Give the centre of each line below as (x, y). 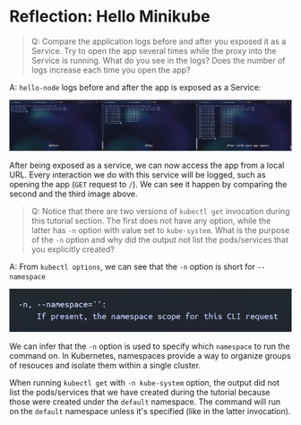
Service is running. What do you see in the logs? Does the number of (158, 60)
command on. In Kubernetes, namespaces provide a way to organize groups (150, 356)
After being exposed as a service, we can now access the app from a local (147, 165)
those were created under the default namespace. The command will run (145, 402)
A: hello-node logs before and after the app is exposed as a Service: (135, 87)
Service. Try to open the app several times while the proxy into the (154, 50)
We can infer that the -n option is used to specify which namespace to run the (150, 346)
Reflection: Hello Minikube (110, 17)
